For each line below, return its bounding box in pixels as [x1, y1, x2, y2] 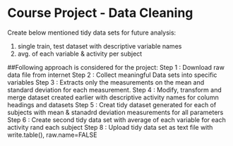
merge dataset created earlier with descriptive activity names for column [7, 93, 219, 102]
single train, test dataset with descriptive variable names [17, 42, 182, 50]
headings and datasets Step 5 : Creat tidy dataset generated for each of [7, 100, 217, 109]
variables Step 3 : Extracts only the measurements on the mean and [7, 78, 205, 86]
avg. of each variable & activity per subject [17, 49, 143, 58]
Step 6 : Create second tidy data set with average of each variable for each [7, 115, 226, 124]
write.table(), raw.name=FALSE [7, 130, 97, 139]
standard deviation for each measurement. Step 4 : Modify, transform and [7, 85, 222, 94]
